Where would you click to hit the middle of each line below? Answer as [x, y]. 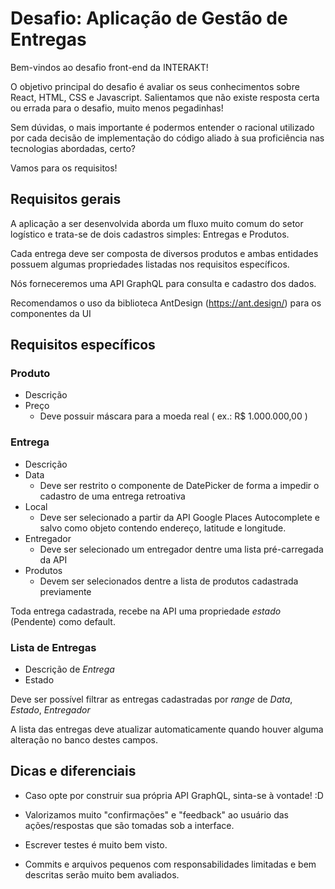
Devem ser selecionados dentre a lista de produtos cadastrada [169, 581]
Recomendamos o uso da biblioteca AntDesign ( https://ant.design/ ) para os [166, 303]
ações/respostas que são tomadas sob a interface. [129, 825]
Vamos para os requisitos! [64, 168]
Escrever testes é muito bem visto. [96, 844]
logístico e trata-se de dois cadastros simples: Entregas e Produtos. [150, 234]
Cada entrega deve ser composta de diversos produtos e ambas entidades [164, 253]
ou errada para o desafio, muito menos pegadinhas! [117, 108]
